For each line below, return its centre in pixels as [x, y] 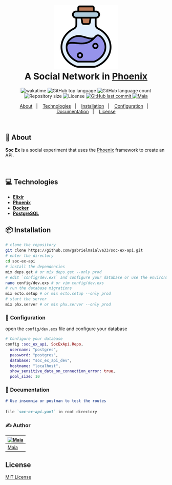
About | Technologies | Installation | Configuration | [84, 106]
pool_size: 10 [25, 377]
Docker [21, 208]
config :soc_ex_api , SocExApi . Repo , [44, 345]
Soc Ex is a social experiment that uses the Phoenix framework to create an [85, 150]
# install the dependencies [35, 267]
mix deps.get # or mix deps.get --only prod [53, 272]
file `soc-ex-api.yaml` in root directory [51, 412]
